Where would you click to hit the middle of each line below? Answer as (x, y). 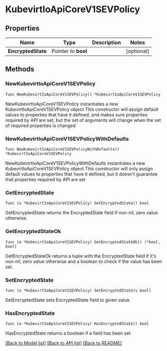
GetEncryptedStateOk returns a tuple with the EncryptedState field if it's (81, 256)
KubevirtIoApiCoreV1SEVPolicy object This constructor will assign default (82, 109)
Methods (20, 69)
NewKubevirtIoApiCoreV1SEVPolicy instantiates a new (62, 104)
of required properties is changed (40, 126)
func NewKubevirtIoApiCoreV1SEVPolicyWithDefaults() (62, 149)
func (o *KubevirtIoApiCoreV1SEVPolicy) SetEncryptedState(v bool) (78, 290)
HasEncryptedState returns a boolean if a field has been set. (69, 333)
